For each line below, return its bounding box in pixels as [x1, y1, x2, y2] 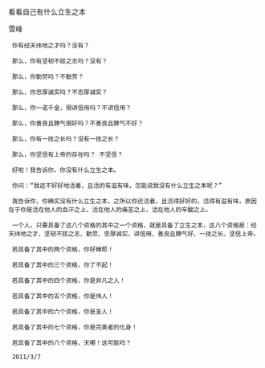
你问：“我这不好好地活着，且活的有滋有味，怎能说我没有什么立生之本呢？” [11, 182, 222, 190]
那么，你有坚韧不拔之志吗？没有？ [11, 57, 108, 65]
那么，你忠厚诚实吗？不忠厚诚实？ [11, 88, 108, 96]
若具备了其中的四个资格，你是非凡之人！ [11, 276, 126, 284]
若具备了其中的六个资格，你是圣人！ [11, 308, 114, 316]
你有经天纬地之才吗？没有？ [11, 42, 90, 50]
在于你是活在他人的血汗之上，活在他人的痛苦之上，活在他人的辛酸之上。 [8, 206, 212, 214]
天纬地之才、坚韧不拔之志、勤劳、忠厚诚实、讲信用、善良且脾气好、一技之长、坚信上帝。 [8, 230, 259, 238]
